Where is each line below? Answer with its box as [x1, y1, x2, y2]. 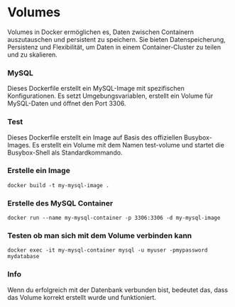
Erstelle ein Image [7, 166, 71, 176]
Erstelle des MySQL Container [7, 198, 114, 208]
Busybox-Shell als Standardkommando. [7, 148, 123, 157]
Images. [7, 140, 31, 149]
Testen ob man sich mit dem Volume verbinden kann [7, 231, 192, 241]
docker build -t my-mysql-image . [7, 182, 110, 189]
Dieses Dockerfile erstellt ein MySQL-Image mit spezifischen [7, 84, 185, 93]
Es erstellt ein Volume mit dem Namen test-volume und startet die [31, 140, 225, 149]
